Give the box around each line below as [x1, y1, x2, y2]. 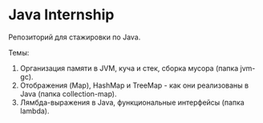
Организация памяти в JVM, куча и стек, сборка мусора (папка [19, 63, 239, 73]
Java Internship [8, 6, 115, 24]
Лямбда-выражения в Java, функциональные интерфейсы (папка [19, 97, 245, 107]
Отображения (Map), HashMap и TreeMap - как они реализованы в [19, 80, 249, 90]
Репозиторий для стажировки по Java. [8, 32, 141, 42]
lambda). [19, 106, 50, 116]
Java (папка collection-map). [19, 88, 117, 98]
